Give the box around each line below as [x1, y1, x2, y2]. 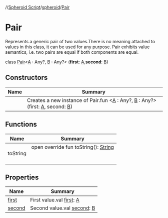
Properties [5, 173, 39, 181]
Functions [5, 120, 37, 129]
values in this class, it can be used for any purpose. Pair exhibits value [5, 44, 150, 50]
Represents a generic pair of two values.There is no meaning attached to [5, 38, 155, 44]
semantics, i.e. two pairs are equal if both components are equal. [5, 49, 139, 55]
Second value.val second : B [29, 204, 95, 211]
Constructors [5, 73, 48, 82]
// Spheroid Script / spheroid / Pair [5, 5, 70, 10]
